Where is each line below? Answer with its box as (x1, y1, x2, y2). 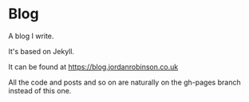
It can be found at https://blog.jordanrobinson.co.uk (8, 61, 179, 72)
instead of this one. (8, 85, 72, 96)
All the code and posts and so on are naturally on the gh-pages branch (8, 77, 241, 87)
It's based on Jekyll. (8, 46, 74, 56)
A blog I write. (8, 31, 54, 41)
